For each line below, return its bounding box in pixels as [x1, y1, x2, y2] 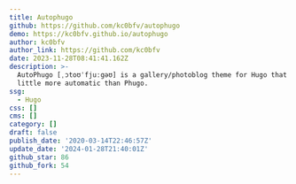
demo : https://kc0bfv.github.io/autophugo [9, 29, 168, 38]
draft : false [9, 128, 58, 137]
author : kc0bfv [9, 37, 66, 47]
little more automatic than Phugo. [17, 79, 149, 88]
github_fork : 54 [9, 161, 69, 170]
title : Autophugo [9, 12, 74, 22]
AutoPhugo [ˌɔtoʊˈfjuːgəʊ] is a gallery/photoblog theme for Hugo [17, 71, 268, 80]
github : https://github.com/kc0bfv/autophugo [9, 21, 180, 30]
